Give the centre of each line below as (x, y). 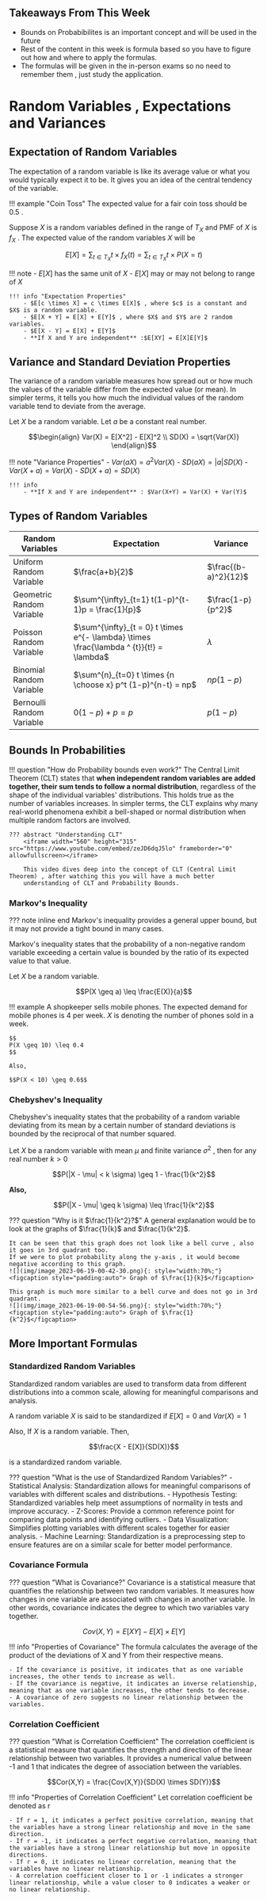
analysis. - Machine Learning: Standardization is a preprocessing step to (127, 1536)
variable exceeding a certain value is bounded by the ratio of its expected (129, 952)
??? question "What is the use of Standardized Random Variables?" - (121, 1477)
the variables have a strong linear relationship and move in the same (130, 1827)
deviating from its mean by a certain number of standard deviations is (122, 1125)
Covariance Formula (49, 1565)
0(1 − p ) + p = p (103, 712)
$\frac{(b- (227, 567)
